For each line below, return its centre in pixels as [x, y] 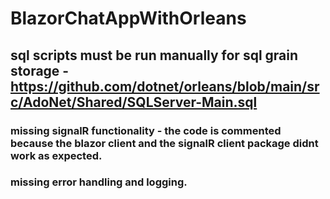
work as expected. [56, 155]
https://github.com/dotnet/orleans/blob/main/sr [165, 86]
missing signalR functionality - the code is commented [146, 130]
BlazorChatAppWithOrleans [128, 18]
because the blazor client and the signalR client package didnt [164, 143]
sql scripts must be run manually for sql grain [154, 55]
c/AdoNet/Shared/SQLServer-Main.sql [134, 102]
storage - [40, 70]
